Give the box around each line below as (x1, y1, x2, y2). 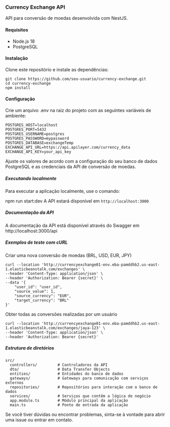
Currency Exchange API (5, 4, 65, 11)
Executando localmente (5, 175, 57, 181)
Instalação (5, 55, 28, 62)
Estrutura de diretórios (5, 345, 54, 351)
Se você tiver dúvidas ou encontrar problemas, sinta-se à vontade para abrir (5, 411, 165, 417)
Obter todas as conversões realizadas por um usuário (5, 311, 118, 317)
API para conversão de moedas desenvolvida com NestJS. (5, 15, 128, 21)
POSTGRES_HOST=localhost (5, 122, 58, 128)
